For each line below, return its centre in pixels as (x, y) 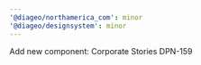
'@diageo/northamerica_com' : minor (76, 17)
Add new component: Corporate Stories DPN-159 (101, 51)
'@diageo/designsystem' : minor (68, 26)
